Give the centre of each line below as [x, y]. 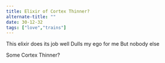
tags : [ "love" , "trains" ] [36, 27]
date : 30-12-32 [24, 22]
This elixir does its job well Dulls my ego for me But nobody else [83, 44]
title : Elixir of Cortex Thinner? [48, 11]
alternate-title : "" [31, 17]
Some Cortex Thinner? [33, 55]
